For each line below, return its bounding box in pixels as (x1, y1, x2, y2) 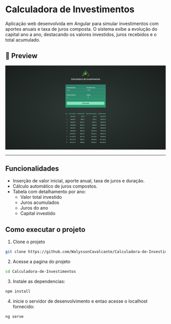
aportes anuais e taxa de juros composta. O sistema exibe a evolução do (5, 26, 158, 32)
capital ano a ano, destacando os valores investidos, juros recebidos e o (5, 31, 157, 37)
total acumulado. (5, 37, 41, 43)
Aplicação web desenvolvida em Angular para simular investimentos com (5, 20, 159, 27)
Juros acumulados (20, 199, 60, 205)
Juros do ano (20, 205, 48, 211)
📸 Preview (5, 52, 38, 60)
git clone (5, 249, 26, 254)
